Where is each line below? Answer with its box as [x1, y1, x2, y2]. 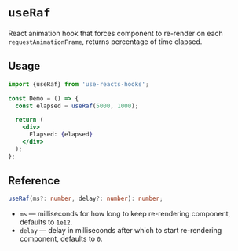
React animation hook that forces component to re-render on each [8, 28, 224, 38]
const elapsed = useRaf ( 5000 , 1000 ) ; [15, 102, 139, 110]
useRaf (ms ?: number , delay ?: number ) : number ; [8, 195, 163, 203]
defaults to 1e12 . [19, 217, 73, 227]
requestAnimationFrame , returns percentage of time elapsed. [8, 37, 203, 46]
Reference [8, 174, 60, 187]
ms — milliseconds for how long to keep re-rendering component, [19, 209, 231, 219]
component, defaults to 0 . [19, 234, 103, 244]
